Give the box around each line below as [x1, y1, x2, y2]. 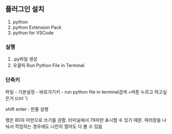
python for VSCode [12, 30, 54, 36]
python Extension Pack [12, 24, 62, 30]
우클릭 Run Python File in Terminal [12, 62, 85, 69]
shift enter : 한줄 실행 [5, 106, 49, 113]
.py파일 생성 [12, 56, 37, 62]
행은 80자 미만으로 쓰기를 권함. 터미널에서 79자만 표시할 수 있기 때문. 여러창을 [5, 117, 161, 123]
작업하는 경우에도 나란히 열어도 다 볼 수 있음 [14, 123, 103, 129]
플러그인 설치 [5, 5, 45, 14]
